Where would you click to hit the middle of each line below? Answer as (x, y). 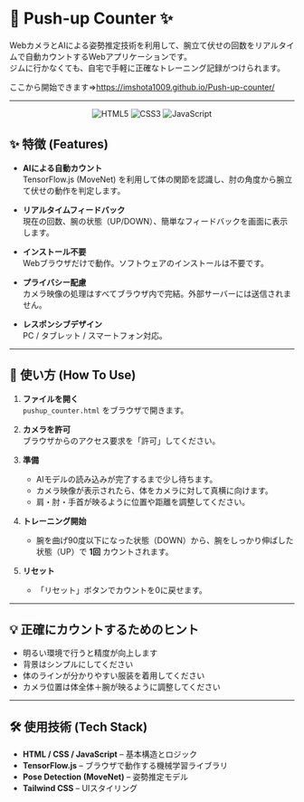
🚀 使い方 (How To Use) (73, 375)
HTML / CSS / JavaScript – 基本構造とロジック (109, 754)
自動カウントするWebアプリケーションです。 (109, 56)
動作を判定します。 (90, 190)
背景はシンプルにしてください (78, 664)
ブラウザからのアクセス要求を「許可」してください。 (121, 440)
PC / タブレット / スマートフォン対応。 (95, 335)
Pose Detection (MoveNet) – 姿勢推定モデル (105, 777)
